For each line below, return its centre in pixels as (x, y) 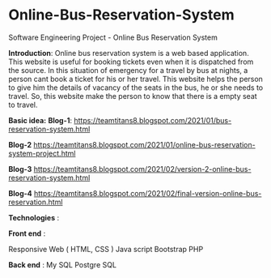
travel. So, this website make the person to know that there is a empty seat (133, 96)
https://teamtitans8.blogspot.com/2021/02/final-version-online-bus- (148, 193)
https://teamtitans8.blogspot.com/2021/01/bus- (153, 120)
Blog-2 (20, 144)
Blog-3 (20, 169)
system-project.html (42, 153)
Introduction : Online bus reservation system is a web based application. (129, 53)
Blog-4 (20, 193)
